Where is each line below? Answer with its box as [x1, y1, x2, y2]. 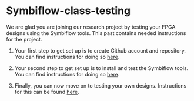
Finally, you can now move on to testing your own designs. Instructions [14, 82, 187, 89]
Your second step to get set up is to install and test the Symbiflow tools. [14, 64, 189, 71]
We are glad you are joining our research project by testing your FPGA [6, 23, 176, 30]
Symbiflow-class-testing [6, 4, 131, 18]
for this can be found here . [14, 88, 79, 95]
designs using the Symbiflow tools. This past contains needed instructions [6, 29, 186, 36]
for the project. [6, 36, 42, 43]
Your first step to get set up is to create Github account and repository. [14, 47, 186, 54]
